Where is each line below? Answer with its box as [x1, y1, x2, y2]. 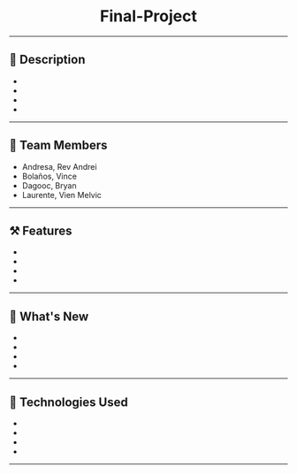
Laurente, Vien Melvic [21, 189, 102, 200]
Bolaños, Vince [21, 171, 78, 181]
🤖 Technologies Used [9, 394, 128, 409]
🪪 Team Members [9, 138, 108, 153]
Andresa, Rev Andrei [21, 161, 97, 172]
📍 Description [9, 52, 86, 67]
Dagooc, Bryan [21, 180, 77, 191]
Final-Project [100, 6, 197, 27]
